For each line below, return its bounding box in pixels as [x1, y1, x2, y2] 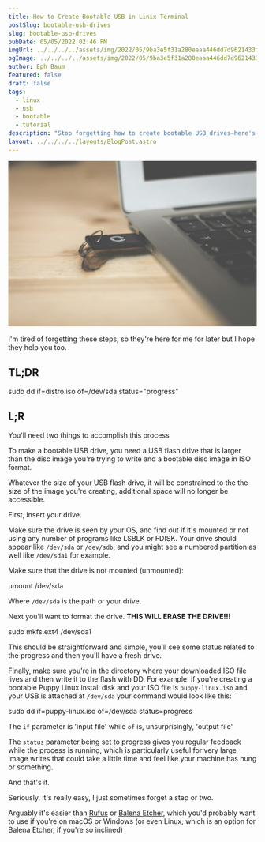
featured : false [8, 71, 62, 79]
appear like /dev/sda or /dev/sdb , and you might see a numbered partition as [8, 542, 257, 552]
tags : [8, 88, 26, 96]
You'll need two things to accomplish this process [8, 430, 170, 440]
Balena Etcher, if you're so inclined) [8, 825, 124, 835]
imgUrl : [8, 46, 34, 55]
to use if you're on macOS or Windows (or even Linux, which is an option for [8, 817, 256, 826]
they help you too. [8, 343, 67, 352]
